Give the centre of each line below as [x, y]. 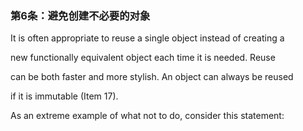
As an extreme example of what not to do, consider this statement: [147, 116]
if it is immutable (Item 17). [64, 96]
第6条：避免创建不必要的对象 [80, 15]
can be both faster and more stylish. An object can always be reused [152, 77]
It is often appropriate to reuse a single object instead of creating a [147, 38]
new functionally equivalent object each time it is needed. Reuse [143, 58]
